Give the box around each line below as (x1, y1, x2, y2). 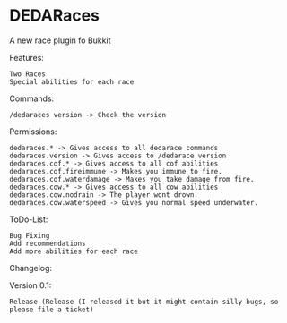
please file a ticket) (9, 305, 94, 314)
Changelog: (9, 262, 52, 273)
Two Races (9, 69, 47, 79)
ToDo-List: (9, 214, 48, 225)
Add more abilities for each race (9, 247, 139, 256)
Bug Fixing (9, 231, 50, 240)
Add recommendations (9, 239, 87, 248)
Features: (9, 52, 45, 63)
